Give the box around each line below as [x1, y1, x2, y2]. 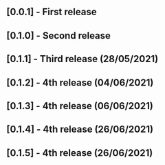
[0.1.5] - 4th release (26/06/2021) [6, 147, 153, 159]
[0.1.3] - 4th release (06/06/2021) [6, 100, 154, 112]
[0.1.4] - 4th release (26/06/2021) [6, 124, 154, 135]
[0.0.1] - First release [6, 6, 97, 18]
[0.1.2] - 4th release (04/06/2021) [6, 77, 154, 88]
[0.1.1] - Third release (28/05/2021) [6, 53, 159, 65]
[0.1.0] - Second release [6, 30, 111, 41]
